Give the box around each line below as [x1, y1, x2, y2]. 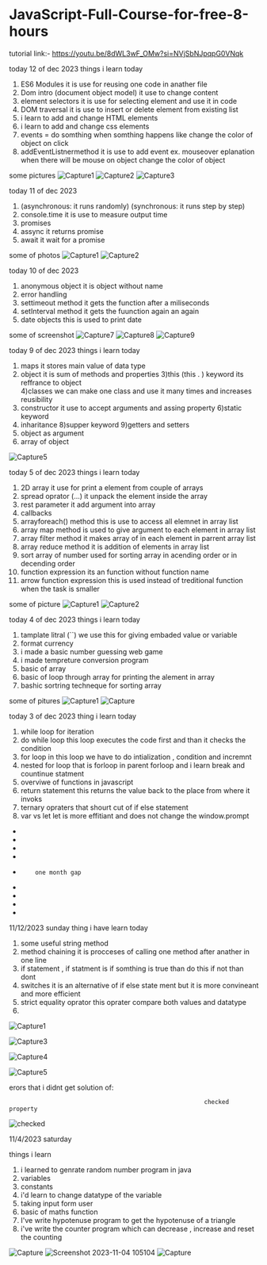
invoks [20, 794, 43, 803]
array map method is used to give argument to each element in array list [20, 525, 256, 535]
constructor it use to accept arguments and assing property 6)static [20, 403, 242, 412]
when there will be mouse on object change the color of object [20, 155, 226, 164]
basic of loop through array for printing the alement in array [20, 672, 215, 681]
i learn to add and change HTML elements [20, 113, 158, 122]
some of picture [9, 599, 61, 608]
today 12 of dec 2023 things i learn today [9, 63, 143, 73]
